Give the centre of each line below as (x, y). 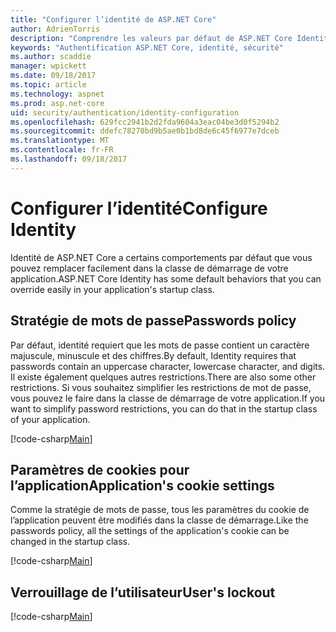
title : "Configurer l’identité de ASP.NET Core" (113, 19)
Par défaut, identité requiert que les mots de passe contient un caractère (160, 345)
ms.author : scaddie (51, 57)
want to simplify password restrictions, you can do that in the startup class (164, 408)
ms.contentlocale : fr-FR (62, 150)
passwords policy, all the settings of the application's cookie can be (150, 531)
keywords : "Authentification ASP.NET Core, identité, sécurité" (147, 47)
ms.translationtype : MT (60, 141)
